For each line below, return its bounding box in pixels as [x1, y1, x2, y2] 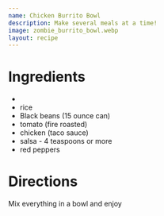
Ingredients [8, 68, 86, 86]
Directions [8, 172, 78, 191]
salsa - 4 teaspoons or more [19, 137, 113, 146]
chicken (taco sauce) [19, 128, 89, 137]
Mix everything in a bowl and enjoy [8, 199, 123, 209]
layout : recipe [8, 33, 59, 42]
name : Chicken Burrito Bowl [8, 11, 101, 20]
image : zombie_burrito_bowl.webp [8, 26, 119, 34]
